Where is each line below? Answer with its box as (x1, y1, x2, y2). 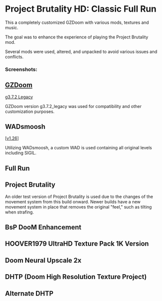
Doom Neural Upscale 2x (5, 256, 81, 265)
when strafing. (5, 209, 34, 215)
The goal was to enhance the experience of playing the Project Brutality (5, 34, 148, 40)
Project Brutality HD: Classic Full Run (5, 3, 157, 15)
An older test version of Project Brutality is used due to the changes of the (5, 194, 153, 199)
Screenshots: (5, 66, 38, 72)
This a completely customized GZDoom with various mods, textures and (5, 19, 149, 25)
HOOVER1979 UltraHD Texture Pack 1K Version (5, 240, 149, 248)
